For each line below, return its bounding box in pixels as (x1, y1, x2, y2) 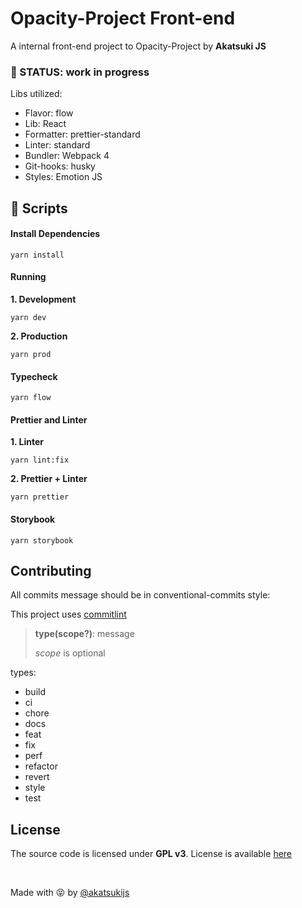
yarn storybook (10, 535, 74, 546)
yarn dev (10, 313, 47, 323)
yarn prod (10, 350, 52, 360)
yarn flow (10, 393, 52, 403)
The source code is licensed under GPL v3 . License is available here (10, 848, 293, 860)
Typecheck (10, 370, 58, 382)
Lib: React (24, 118, 67, 130)
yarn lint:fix (10, 455, 70, 466)
